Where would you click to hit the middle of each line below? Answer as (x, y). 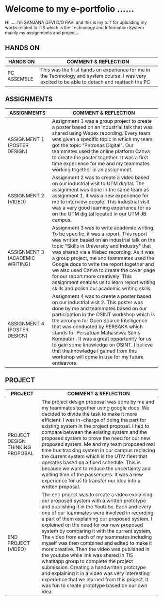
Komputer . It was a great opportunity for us (102, 339)
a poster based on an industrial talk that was (102, 127)
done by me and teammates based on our (99, 308)
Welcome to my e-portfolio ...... (70, 9)
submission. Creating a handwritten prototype (94, 568)
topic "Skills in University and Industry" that (102, 246)
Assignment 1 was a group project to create (102, 121)
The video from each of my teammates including (97, 537)
